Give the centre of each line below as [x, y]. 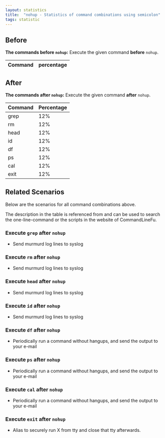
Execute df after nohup [33, 330]
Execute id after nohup [33, 306]
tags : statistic [22, 19]
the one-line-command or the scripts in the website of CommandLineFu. [81, 220]
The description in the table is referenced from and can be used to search [83, 214]
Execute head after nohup [35, 282]
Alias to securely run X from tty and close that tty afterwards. [77, 430]
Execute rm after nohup [33, 257]
